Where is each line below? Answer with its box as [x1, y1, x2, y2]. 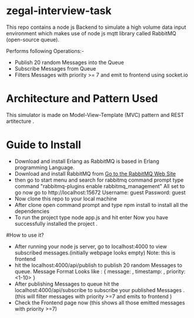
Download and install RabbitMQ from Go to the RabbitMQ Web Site [14, 170, 176, 177]
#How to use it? [6, 231, 44, 239]
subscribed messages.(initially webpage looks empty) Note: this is [14, 249, 176, 256]
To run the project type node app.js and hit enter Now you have [14, 213, 169, 221]
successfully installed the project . [14, 220, 98, 227]
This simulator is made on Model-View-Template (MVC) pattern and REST [6, 111, 184, 118]
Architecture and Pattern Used [6, 92, 158, 105]
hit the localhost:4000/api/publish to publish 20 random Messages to [14, 262, 182, 269]
